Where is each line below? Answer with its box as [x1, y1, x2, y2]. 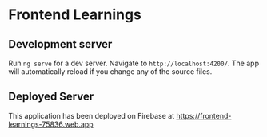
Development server [8, 37, 113, 51]
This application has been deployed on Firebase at [8, 111, 175, 120]
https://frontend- [175, 111, 232, 120]
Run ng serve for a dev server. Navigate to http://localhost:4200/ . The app [8, 58, 260, 68]
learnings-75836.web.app [8, 119, 94, 129]
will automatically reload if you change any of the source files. [8, 67, 213, 76]
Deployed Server [8, 90, 94, 104]
